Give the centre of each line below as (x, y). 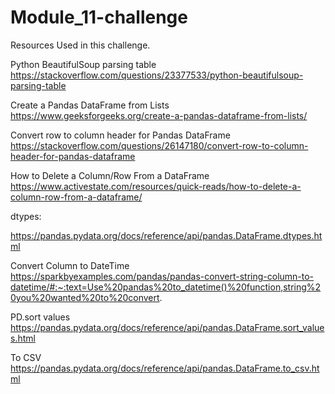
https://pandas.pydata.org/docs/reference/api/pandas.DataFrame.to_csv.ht (165, 368)
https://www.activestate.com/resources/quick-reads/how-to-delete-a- (156, 186)
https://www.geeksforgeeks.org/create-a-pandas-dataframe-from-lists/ (159, 115)
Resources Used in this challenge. (80, 45)
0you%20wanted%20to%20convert (85, 297)
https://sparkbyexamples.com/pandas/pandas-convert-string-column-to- (162, 276)
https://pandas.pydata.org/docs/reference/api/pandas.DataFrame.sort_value (167, 327)
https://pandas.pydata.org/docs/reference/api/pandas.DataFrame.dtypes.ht (166, 235)
